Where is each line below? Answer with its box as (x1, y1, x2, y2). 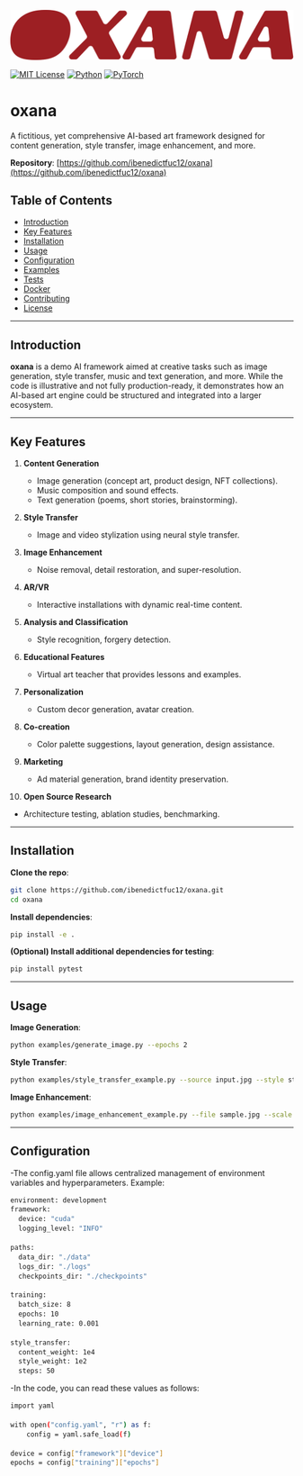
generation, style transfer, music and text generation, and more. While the (10, 371, 284, 382)
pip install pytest (10, 964, 84, 973)
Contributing (22, 294, 70, 304)
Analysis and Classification (22, 616, 129, 627)
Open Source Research (22, 791, 111, 801)
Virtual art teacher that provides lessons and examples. (36, 668, 242, 680)
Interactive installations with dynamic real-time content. (36, 599, 243, 610)
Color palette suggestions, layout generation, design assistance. (36, 738, 275, 749)
